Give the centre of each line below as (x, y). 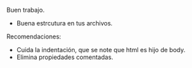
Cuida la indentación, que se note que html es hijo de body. (101, 50)
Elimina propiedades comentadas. (65, 57)
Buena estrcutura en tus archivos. (65, 23)
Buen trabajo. (26, 10)
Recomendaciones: (34, 36)
